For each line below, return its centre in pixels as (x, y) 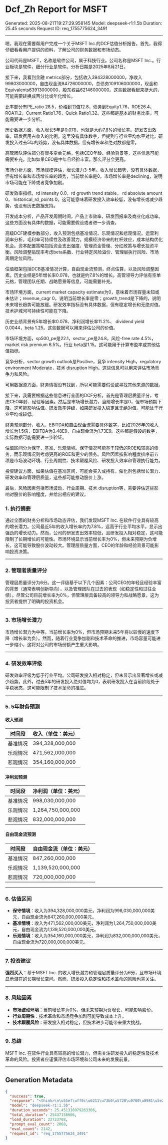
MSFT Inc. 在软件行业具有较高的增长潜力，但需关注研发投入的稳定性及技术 (82, 1053)
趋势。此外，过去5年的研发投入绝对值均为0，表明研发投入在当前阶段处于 (84, 682)
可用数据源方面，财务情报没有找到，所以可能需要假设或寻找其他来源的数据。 (84, 385)
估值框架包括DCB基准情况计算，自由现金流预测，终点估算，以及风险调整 (80, 268)
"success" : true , (28, 1096)
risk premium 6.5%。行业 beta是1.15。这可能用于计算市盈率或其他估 (90, 345)
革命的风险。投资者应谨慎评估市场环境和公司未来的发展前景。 (69, 1059)
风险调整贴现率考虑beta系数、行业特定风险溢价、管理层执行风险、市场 (86, 252)
